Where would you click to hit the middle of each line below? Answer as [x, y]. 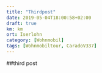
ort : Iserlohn [24, 35]
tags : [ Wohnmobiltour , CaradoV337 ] [52, 46]
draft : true [21, 23]
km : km [15, 29]
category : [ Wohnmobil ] [35, 40]
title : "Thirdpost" [31, 12]
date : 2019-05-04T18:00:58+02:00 [49, 18]
